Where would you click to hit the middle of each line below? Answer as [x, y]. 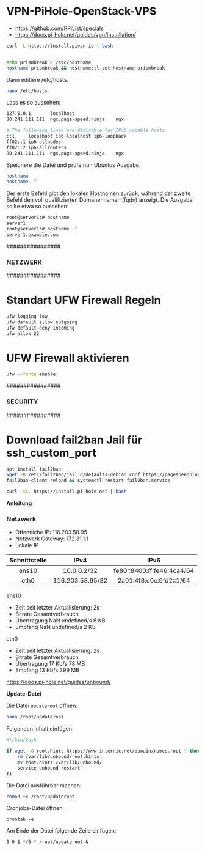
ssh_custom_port [51, 453]
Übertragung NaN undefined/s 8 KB [60, 621]
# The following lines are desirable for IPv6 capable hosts [86, 131]
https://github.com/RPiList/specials [59, 28]
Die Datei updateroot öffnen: [42, 706]
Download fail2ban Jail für [74, 440]
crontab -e [20, 820]
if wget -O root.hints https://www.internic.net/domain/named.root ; [97, 751]
